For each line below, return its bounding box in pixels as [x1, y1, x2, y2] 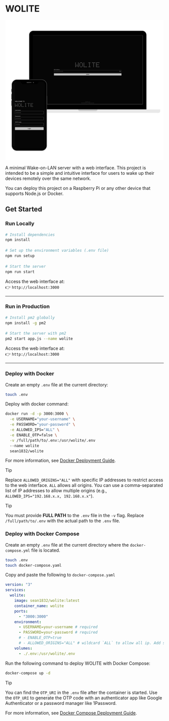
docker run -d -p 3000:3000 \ [5, 411, 69, 417]
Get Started [5, 205, 42, 214]
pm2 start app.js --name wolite [5, 336, 73, 342]
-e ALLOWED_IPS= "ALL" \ [10, 428, 59, 433]
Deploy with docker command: [5, 401, 69, 407]
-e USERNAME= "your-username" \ [10, 417, 75, 422]
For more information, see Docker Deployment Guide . [5, 458, 116, 464]
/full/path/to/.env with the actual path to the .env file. [5, 518, 121, 524]
